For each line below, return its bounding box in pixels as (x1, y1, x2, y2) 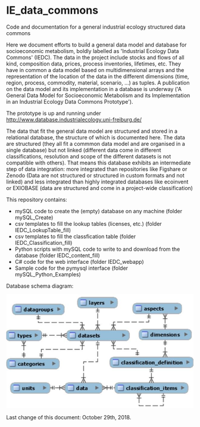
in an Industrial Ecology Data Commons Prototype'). (6, 98, 133, 105)
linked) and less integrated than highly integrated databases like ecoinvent (6, 178, 189, 185)
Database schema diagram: (6, 282, 74, 289)
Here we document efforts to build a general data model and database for (6, 41, 187, 48)
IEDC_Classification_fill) (14, 239, 73, 246)
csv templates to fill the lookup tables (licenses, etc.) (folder (14, 220, 162, 227)
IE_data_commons (6, 4, 99, 17)
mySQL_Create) (14, 214, 54, 221)
